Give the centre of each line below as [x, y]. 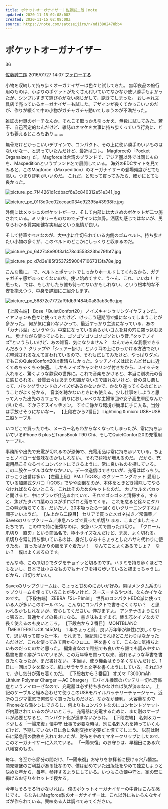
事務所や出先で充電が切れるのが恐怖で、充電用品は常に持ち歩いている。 [80, 452]
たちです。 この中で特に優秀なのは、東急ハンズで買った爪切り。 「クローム [83, 527]
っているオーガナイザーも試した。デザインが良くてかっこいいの [88, 104]
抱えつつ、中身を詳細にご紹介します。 [53, 291]
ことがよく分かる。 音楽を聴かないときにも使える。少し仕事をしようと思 [85, 392]
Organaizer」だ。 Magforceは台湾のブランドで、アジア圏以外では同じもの [82, 157]
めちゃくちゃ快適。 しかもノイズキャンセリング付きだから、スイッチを [87, 367]
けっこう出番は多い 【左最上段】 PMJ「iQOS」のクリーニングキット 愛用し [83, 477]
